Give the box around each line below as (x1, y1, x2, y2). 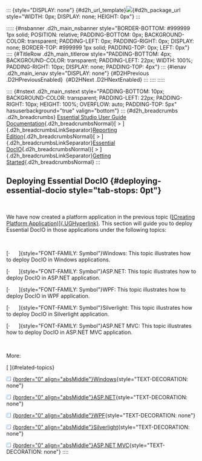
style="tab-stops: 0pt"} (68, 185, 162, 196)
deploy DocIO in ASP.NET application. (6, 274, 101, 281)
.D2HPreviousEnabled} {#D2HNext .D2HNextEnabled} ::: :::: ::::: (6, 76, 165, 83)
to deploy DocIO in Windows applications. (6, 256, 111, 263)
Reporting (93, 126, 117, 133)
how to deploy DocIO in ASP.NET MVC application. (6, 329, 133, 336)
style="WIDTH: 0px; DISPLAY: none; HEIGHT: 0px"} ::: (6, 13, 141, 20)
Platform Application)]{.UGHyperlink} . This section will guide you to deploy (6, 220, 193, 227)
